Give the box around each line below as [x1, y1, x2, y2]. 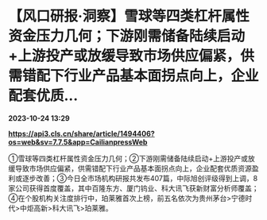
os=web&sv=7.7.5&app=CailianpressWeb [8, 137, 148, 147]
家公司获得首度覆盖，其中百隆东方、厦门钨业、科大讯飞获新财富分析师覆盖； [8, 183, 259, 193]
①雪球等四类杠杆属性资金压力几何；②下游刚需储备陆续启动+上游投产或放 [8, 153, 256, 163]
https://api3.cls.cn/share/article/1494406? [8, 129, 155, 138]
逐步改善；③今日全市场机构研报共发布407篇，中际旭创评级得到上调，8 [21, 173, 258, 183]
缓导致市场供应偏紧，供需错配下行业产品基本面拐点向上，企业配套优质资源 [8, 164, 252, 173]
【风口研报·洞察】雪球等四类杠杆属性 [8, 7, 250, 25]
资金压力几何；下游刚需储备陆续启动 [8, 27, 246, 45]
